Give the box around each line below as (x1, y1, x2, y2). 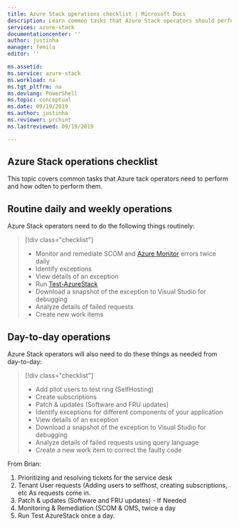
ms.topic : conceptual (7, 96, 72, 104)
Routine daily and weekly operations (7, 203, 173, 215)
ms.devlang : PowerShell (7, 90, 78, 97)
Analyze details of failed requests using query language (35, 438, 199, 447)
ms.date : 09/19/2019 (7, 103, 69, 111)
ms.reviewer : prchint (7, 116, 72, 124)
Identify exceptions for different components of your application (35, 408, 223, 416)
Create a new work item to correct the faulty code (35, 446, 182, 454)
